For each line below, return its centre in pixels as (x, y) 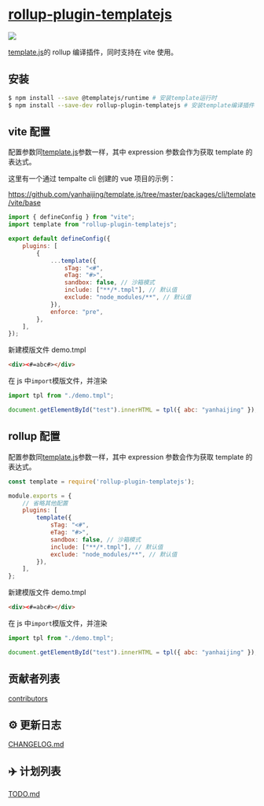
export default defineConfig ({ (59, 239)
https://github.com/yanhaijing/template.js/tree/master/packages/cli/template (132, 194)
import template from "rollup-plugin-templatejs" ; (93, 225)
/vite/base (25, 203)
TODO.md (24, 794)
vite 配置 (29, 131)
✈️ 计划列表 (35, 771)
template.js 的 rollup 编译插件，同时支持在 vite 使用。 (93, 52)
